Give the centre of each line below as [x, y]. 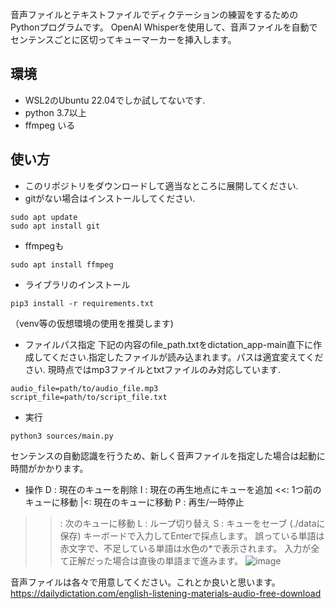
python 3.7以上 [55, 112]
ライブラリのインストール [77, 284]
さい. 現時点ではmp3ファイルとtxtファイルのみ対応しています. [152, 369]
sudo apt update [44, 217]
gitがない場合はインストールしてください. [110, 198]
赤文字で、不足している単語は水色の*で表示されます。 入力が [185, 548]
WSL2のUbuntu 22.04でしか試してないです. [115, 100]
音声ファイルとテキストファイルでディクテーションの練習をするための [154, 14]
